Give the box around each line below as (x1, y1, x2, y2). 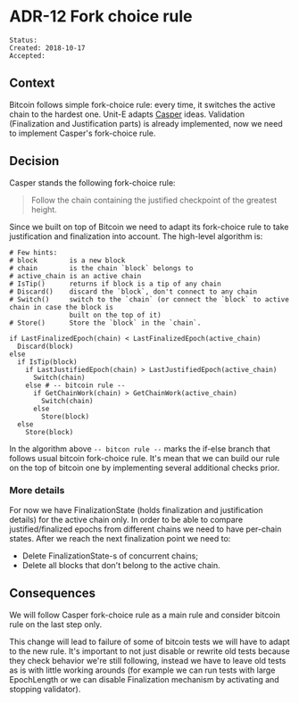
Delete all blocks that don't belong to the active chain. (21, 559, 220, 570)
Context (9, 76, 55, 91)
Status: (9, 36, 38, 45)
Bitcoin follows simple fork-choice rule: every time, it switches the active (9, 99, 276, 110)
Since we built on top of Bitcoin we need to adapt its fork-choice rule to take (9, 221, 289, 232)
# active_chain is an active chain (9, 271, 142, 280)
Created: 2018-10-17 (9, 43, 87, 53)
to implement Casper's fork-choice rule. (9, 128, 156, 138)
